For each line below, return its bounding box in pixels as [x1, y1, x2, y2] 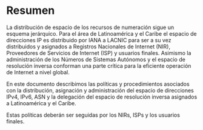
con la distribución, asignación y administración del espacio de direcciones [6, 86, 194, 94]
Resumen [6, 4, 55, 18]
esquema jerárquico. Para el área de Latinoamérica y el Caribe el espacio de [6, 30, 197, 37]
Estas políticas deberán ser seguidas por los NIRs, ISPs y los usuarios [6, 111, 181, 119]
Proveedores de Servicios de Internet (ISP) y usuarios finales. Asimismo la [6, 49, 191, 56]
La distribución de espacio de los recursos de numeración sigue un [6, 24, 175, 31]
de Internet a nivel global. [6, 68, 70, 76]
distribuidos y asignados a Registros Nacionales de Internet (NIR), [6, 43, 171, 50]
